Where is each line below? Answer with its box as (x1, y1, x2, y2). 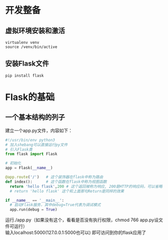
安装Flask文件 (5, 59, 49, 68)
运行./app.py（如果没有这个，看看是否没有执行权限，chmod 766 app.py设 (5, 217, 159, 223)
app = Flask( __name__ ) (5, 165, 53, 171)
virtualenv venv (5, 40, 39, 45)
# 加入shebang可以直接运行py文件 (5, 142, 68, 147)
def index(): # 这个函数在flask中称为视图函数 (5, 179, 107, 184)
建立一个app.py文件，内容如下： (5, 127, 73, 133)
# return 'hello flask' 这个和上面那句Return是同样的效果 (10, 188, 125, 194)
